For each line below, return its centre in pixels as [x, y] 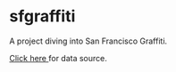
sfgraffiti [42, 16]
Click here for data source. [58, 58]
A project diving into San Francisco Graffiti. [88, 41]
